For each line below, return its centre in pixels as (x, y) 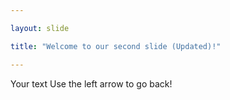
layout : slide (40, 28)
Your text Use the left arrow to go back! (91, 83)
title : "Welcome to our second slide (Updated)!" (116, 46)
